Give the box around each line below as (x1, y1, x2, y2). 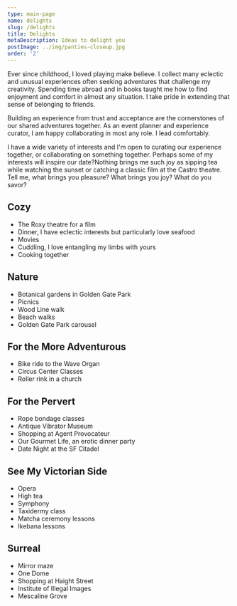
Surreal (7, 543, 41, 555)
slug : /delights (7, 23, 55, 31)
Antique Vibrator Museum (17, 422, 94, 431)
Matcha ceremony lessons (17, 514, 96, 523)
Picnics (17, 297, 40, 306)
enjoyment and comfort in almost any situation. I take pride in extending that (7, 92, 230, 100)
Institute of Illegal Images (17, 584, 92, 592)
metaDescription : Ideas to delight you (7, 37, 126, 44)
